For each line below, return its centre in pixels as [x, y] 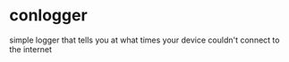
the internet [30, 49]
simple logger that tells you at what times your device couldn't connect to [144, 40]
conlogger [48, 15]
